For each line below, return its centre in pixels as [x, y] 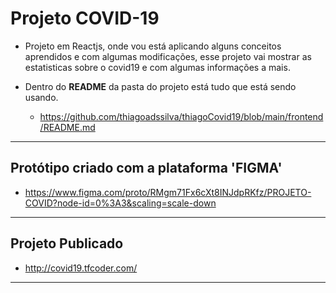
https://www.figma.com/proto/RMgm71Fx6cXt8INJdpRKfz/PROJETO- [168, 192]
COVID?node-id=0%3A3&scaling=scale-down [120, 203]
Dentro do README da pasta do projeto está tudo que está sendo [160, 86]
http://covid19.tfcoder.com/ [81, 268]
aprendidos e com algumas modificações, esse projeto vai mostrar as [168, 56]
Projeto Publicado [67, 243]
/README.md [67, 127]
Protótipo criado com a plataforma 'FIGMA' [146, 168]
